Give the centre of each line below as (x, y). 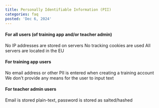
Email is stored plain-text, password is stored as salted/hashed (69, 100)
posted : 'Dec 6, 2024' (28, 19)
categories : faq (22, 14)
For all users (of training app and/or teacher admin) (59, 34)
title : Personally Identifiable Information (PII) (58, 10)
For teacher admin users (31, 89)
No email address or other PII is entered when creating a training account (79, 73)
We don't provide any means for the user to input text (60, 78)
